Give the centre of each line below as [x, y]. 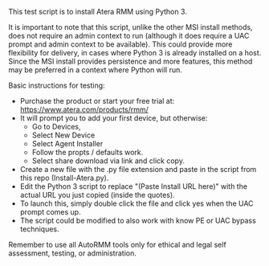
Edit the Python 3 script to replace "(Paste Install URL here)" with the [133, 186]
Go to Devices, [56, 127]
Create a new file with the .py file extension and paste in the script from [138, 169]
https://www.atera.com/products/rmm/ [84, 109]
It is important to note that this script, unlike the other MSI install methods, [130, 27]
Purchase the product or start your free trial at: [97, 101]
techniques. [39, 229]
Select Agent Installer [67, 143]
